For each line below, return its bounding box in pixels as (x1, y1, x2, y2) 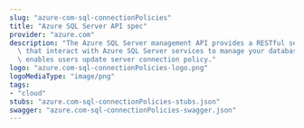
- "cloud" (9, 88, 47, 97)
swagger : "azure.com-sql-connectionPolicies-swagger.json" (9, 105, 237, 114)
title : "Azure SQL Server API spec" (9, 22, 147, 31)
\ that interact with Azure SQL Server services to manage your (17, 47, 265, 56)
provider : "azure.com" (9, 30, 95, 39)
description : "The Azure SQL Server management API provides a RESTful (9, 38, 285, 48)
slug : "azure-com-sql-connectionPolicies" (9, 13, 172, 23)
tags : (9, 80, 30, 89)
